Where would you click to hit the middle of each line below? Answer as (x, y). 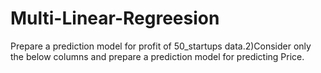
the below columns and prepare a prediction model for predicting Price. (157, 56)
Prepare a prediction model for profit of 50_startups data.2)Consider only (161, 46)
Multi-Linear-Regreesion (115, 18)
